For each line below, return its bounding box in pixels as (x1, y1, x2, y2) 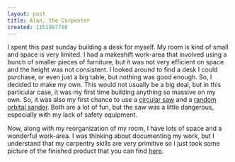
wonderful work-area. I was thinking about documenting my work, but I (7, 132, 214, 140)
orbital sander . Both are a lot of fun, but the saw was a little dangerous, (7, 103, 214, 112)
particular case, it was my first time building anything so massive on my (7, 88, 216, 96)
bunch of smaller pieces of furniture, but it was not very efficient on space (7, 58, 224, 66)
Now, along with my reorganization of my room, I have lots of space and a (7, 125, 222, 133)
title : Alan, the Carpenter (7, 17, 91, 24)
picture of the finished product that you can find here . (7, 146, 164, 156)
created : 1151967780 (7, 23, 69, 30)
